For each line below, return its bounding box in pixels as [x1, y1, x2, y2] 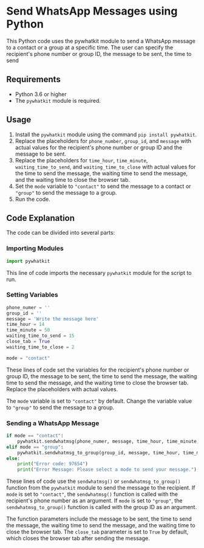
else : [6, 455, 20, 462]
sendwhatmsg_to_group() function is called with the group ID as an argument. [6, 504, 197, 511]
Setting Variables [6, 291, 59, 299]
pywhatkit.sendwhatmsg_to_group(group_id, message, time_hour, [17, 449, 181, 456]
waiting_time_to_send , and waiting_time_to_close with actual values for [15, 163, 196, 170]
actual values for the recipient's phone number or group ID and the [15, 144, 183, 151]
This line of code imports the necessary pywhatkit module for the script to [6, 269, 192, 276]
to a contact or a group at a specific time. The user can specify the [6, 44, 174, 51]
